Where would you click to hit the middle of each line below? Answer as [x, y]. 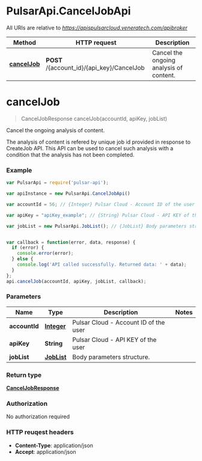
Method [24, 42]
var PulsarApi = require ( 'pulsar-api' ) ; [58, 183]
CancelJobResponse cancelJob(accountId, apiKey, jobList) [94, 118]
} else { [23, 259]
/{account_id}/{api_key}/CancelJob [96, 67]
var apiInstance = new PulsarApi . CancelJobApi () [68, 194]
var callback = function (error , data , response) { [71, 242]
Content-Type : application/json [54, 445]
